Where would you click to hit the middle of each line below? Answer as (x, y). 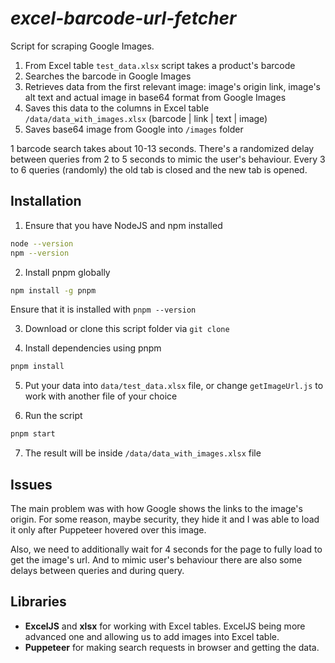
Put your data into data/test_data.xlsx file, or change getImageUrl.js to (174, 386)
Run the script (53, 416)
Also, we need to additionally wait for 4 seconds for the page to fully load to (166, 549)
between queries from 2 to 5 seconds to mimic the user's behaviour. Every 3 (168, 159)
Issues (31, 484)
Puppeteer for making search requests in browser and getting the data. (172, 647)
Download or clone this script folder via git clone (127, 329)
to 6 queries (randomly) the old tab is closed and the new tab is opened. (159, 169)
